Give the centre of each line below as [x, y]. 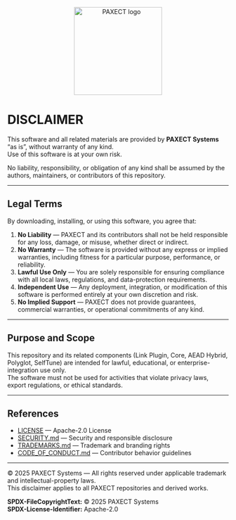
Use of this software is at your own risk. [65, 154]
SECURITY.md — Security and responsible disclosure [95, 438]
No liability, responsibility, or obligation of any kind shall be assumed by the [116, 167]
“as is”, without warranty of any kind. [60, 146]
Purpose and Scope [51, 338]
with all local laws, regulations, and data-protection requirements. [112, 279]
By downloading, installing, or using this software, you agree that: [102, 221]
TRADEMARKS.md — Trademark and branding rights [94, 445]
